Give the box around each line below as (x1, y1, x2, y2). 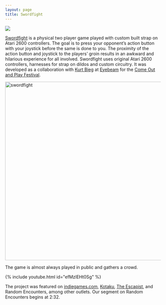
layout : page (5, 7, 32, 12)
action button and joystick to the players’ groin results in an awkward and (5, 51, 154, 57)
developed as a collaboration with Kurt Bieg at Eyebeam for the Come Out (5, 66, 156, 72)
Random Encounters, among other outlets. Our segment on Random (5, 289, 143, 295)
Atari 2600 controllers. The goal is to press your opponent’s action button (5, 40, 155, 46)
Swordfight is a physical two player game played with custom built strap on (5, 35, 158, 41)
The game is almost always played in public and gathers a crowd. (5, 264, 138, 270)
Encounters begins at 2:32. (5, 294, 60, 300)
